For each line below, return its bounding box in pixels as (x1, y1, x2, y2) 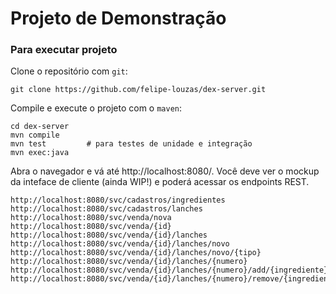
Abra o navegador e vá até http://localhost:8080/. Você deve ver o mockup (10, 165, 320, 177)
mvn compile (10, 130, 60, 141)
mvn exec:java (10, 148, 70, 158)
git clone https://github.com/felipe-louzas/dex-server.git (10, 85, 267, 95)
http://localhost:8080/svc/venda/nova (10, 213, 172, 223)
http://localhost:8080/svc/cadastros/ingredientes (10, 195, 226, 206)
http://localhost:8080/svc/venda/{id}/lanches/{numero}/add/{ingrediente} (10, 265, 329, 276)
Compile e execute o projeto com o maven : (10, 102, 183, 114)
